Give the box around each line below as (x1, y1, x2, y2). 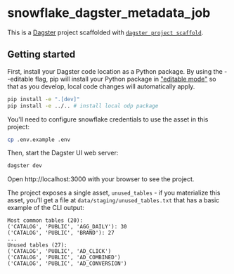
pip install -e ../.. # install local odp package (7, 102, 159, 110)
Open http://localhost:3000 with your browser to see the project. (7, 175, 195, 183)
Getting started (7, 48, 76, 60)
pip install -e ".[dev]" (7, 96, 80, 103)
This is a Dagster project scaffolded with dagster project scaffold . (7, 28, 204, 37)
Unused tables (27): (7, 242, 68, 249)
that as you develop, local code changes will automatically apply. (7, 82, 195, 91)
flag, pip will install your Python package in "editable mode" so (34, 74, 216, 83)
